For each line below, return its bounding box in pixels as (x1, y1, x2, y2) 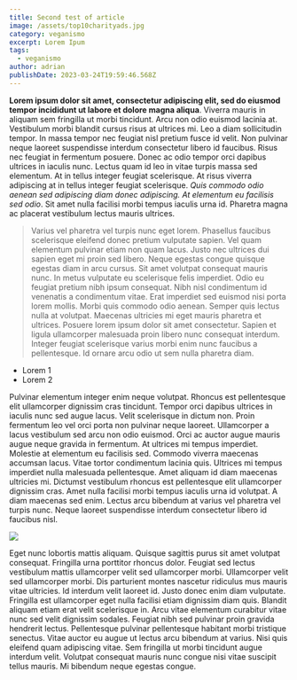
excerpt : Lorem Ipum (9, 37, 86, 47)
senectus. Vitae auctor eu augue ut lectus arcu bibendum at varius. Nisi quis (9, 632, 288, 643)
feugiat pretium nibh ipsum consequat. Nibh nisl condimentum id (30, 281, 268, 293)
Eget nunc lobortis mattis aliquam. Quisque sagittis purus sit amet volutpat (9, 547, 281, 559)
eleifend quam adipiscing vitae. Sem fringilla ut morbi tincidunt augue (9, 642, 263, 653)
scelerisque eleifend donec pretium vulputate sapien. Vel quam (30, 234, 262, 245)
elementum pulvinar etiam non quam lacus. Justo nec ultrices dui (30, 244, 270, 254)
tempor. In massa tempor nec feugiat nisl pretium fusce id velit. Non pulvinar (9, 132, 288, 143)
